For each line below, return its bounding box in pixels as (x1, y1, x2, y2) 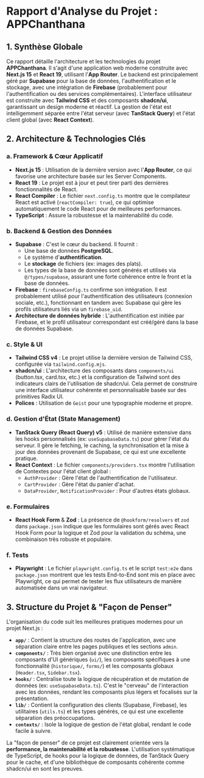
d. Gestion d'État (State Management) (6, 415, 121, 423)
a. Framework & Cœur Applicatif (6, 152, 104, 161)
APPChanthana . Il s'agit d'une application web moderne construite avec (6, 64, 188, 71)
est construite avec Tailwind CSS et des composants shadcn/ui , (6, 96, 169, 104)
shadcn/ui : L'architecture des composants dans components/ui (15, 367, 175, 374)
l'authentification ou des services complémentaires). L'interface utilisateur (6, 90, 192, 97)
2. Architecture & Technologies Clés (6, 134, 146, 144)
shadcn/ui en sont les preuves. (6, 765, 84, 772)
